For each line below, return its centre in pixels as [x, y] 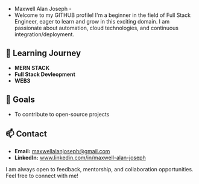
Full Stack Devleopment [45, 74]
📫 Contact [27, 134]
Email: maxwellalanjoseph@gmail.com [62, 151]
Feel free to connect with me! [42, 176]
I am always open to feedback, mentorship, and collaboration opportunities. [99, 170]
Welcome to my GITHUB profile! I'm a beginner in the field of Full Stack [103, 15]
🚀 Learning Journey [43, 53]
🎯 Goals [21, 100]
